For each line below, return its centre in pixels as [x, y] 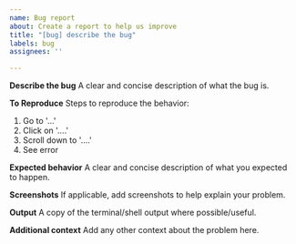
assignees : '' [36, 52]
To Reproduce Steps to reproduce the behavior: [99, 103]
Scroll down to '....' [57, 140]
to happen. [30, 178]
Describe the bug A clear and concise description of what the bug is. [139, 86]
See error [41, 150]
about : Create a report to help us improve [93, 26]
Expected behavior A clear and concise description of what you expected [148, 168]
